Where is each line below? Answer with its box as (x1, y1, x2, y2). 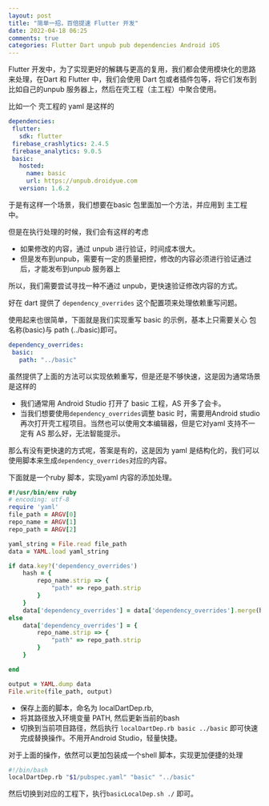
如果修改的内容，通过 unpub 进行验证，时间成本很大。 (19, 243, 200, 253)
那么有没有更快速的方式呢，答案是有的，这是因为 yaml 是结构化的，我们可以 (8, 445, 260, 455)
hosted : (18, 162, 45, 170)
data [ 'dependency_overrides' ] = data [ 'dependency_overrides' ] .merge (22, 606, 256, 615)
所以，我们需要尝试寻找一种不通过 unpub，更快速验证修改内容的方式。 (8, 281, 242, 291)
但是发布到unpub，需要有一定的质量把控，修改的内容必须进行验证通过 (19, 254, 252, 263)
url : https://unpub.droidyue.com (26, 177, 138, 185)
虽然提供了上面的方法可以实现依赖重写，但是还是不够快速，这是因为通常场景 (8, 371, 261, 381)
